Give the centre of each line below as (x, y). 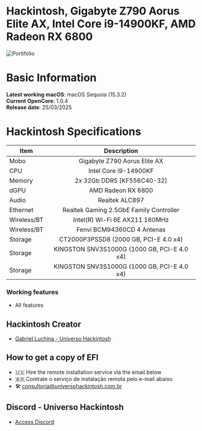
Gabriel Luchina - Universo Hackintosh (63, 338)
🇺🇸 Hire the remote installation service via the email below (88, 372)
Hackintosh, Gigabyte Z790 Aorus (93, 11)
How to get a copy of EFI (52, 358)
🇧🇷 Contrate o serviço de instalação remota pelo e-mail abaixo (94, 379)
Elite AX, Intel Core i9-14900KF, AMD (101, 24)
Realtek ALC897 (121, 200)
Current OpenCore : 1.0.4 (37, 101)
